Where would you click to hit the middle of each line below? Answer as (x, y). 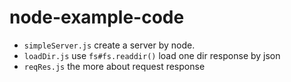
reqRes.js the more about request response (114, 66)
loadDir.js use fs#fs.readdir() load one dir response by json (152, 55)
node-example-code (97, 17)
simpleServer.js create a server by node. (109, 45)
